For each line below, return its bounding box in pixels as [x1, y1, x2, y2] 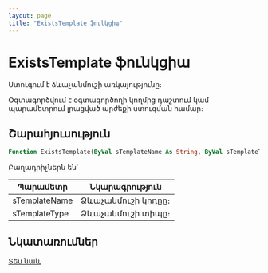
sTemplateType [12, 208, 69, 220]
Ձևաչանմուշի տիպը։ [81, 208, 171, 220]
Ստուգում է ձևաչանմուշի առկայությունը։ [8, 80, 162, 89]
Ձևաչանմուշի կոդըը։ [81, 195, 171, 206]
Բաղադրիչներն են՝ [8, 163, 78, 172]
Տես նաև [8, 256, 41, 266]
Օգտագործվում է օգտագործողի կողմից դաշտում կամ [8, 95, 210, 105]
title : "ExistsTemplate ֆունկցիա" [8, 19, 124, 27]
